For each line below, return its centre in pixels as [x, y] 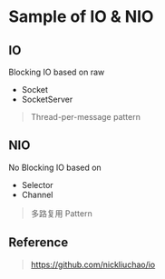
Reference [39, 243]
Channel [37, 194]
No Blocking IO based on [55, 167]
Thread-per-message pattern [86, 117]
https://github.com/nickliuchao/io [93, 264]
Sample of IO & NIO [81, 17]
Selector [37, 184]
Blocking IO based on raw [57, 72]
